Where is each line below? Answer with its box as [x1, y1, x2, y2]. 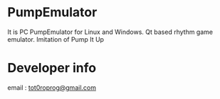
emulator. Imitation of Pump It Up [7, 35, 105, 43]
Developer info [7, 60, 97, 76]
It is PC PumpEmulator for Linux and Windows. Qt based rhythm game [7, 28, 214, 36]
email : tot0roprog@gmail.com [7, 83, 96, 92]
